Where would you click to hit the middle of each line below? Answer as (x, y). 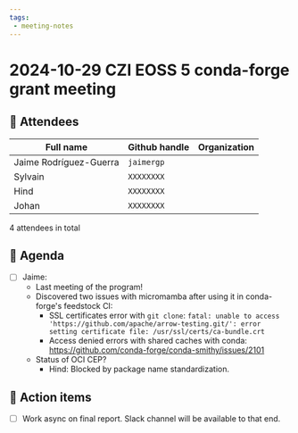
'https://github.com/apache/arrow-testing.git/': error (155, 324)
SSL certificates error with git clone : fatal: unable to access (164, 316)
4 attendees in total (45, 228)
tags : (19, 17)
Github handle (159, 146)
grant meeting (63, 89)
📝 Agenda (37, 255)
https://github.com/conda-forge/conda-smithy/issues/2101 (157, 350)
